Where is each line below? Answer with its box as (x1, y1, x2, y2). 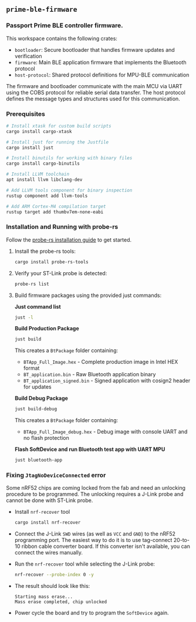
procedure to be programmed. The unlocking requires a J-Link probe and (6, 491, 184, 498)
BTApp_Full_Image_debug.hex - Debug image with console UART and (23, 428, 188, 435)
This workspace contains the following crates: (6, 35, 117, 42)
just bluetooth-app (14, 457, 63, 463)
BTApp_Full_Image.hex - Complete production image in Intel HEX (23, 359, 178, 366)
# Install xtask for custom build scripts (6, 123, 111, 129)
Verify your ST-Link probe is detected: (14, 269, 107, 276)
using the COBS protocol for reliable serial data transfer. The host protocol (6, 89, 186, 96)
